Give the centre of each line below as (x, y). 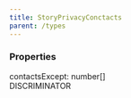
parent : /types (38, 26)
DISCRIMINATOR (40, 86)
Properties (33, 57)
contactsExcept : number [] (57, 76)
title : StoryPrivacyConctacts (66, 17)
